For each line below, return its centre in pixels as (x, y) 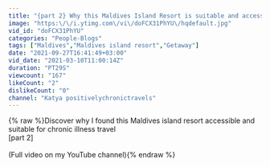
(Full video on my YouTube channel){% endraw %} (92, 155)
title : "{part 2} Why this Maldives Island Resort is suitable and (124, 16)
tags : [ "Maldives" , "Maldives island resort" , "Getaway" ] (104, 46)
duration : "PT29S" (39, 68)
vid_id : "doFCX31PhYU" (46, 31)
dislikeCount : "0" (39, 90)
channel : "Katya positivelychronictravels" (82, 98)
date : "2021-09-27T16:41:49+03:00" (68, 53)
